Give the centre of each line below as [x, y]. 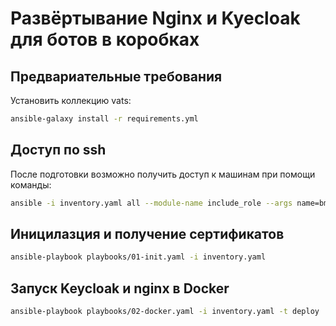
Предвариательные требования [116, 76]
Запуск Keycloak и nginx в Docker [120, 288]
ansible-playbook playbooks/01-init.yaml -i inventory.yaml [138, 257]
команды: [31, 184]
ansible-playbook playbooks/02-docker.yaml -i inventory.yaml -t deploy [165, 312]
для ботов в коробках [105, 39]
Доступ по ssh [58, 150]
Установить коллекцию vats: [71, 100]
